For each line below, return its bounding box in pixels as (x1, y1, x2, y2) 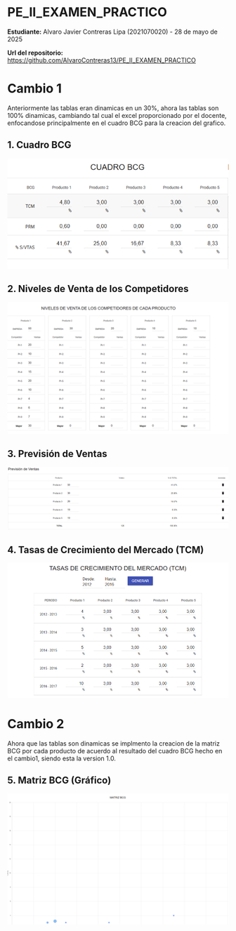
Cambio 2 (7, 716, 65, 732)
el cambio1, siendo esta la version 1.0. (7, 754, 116, 762)
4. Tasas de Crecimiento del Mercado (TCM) (7, 543, 204, 555)
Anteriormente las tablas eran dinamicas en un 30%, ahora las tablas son (7, 103, 219, 112)
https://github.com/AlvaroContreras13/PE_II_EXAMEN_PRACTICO (7, 55, 197, 64)
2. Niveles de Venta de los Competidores (7, 282, 189, 295)
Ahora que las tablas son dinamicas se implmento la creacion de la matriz (7, 739, 220, 748)
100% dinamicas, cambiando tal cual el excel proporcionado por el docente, (7, 111, 227, 119)
